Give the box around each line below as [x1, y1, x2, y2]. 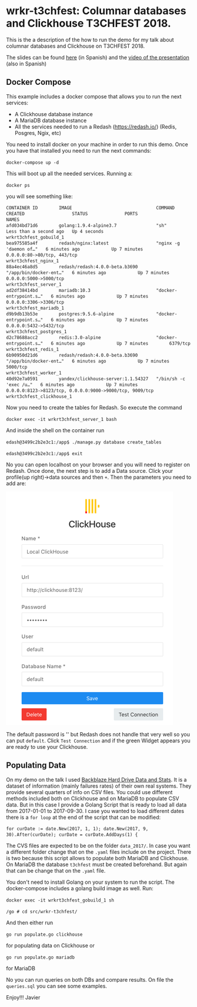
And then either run [6, 919, 54, 926]
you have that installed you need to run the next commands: [6, 147, 152, 154]
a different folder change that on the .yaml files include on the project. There [6, 848, 192, 855]
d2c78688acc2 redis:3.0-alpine [6, 334, 101, 340]
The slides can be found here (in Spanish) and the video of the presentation [6, 54, 190, 61]
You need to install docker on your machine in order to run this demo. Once [6, 140, 188, 148]
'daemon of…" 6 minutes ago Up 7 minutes [6, 246, 143, 252]
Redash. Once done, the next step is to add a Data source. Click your [6, 467, 173, 474]
